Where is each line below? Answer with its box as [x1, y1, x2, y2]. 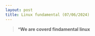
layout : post [5, 7, 33, 13]
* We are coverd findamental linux [17, 26, 90, 32]
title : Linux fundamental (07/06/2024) [5, 12, 90, 17]
